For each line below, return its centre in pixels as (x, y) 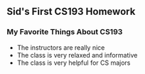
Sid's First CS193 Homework (71, 12)
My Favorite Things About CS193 (65, 32)
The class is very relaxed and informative (77, 55)
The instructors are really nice (61, 47)
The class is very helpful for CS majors (74, 63)
